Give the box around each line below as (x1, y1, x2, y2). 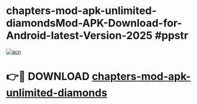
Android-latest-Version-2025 (6, 29, 153, 42)
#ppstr (154, 29, 189, 42)
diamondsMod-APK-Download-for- (6, 16, 182, 30)
